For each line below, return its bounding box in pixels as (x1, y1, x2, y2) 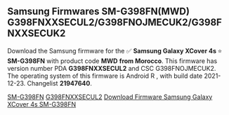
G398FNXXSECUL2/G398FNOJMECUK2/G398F (7, 17, 223, 29)
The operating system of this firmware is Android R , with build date (7, 72, 203, 80)
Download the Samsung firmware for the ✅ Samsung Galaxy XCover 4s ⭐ (7, 46, 223, 55)
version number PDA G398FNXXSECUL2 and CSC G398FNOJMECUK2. (7, 64, 216, 72)
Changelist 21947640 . (27, 79, 93, 87)
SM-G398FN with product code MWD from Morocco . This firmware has (7, 56, 218, 65)
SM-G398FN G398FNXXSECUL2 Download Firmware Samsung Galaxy (7, 93, 213, 101)
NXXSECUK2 (7, 27, 66, 39)
